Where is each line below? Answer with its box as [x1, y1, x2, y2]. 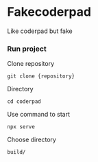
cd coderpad [7, 98, 41, 105]
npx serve [7, 124, 36, 130]
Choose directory [7, 135, 57, 144]
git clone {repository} [7, 73, 75, 80]
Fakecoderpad [7, 4, 91, 20]
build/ [7, 149, 26, 156]
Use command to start [7, 111, 71, 119]
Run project [7, 44, 47, 54]
